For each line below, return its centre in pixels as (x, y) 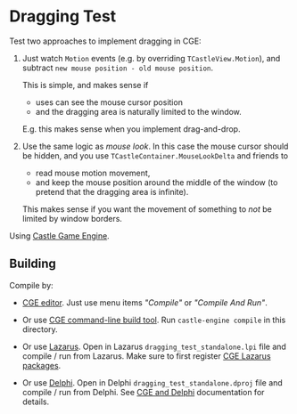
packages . (41, 365)
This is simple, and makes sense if (85, 85)
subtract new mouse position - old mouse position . (118, 68)
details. (36, 402)
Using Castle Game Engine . (59, 235)
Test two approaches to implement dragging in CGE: (106, 41)
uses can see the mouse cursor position (109, 102)
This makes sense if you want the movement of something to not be (147, 209)
